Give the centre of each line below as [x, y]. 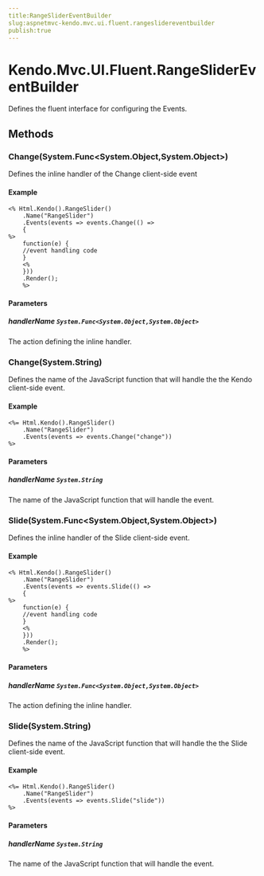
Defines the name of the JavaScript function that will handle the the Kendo [130, 380]
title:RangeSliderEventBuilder [60, 16]
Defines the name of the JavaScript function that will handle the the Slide [128, 743]
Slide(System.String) [50, 725]
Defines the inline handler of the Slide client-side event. [99, 538]
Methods [31, 133]
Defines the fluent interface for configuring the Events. [98, 109]
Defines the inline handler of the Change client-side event [103, 174]
